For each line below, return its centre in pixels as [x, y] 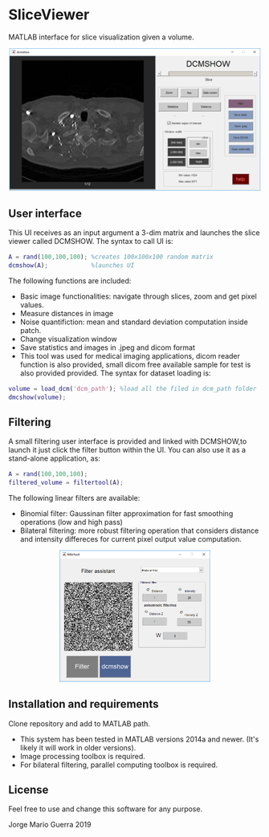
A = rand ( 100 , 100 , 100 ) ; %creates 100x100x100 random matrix [111, 257]
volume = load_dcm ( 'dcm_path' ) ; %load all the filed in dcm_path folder [132, 388]
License [29, 789]
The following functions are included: [70, 280]
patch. [31, 330]
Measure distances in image [67, 313]
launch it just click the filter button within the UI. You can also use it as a [127, 450]
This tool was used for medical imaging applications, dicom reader [130, 356]
